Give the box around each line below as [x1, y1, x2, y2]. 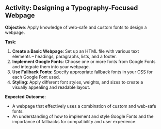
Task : [5, 39, 16, 45]
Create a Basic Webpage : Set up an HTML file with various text [12, 48, 139, 54]
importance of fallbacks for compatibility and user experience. [12, 118, 137, 124]
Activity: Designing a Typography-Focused [5, 4, 138, 12]
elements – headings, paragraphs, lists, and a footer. [12, 53, 117, 59]
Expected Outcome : [5, 94, 46, 99]
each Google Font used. [12, 74, 60, 80]
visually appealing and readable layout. [12, 84, 91, 90]
